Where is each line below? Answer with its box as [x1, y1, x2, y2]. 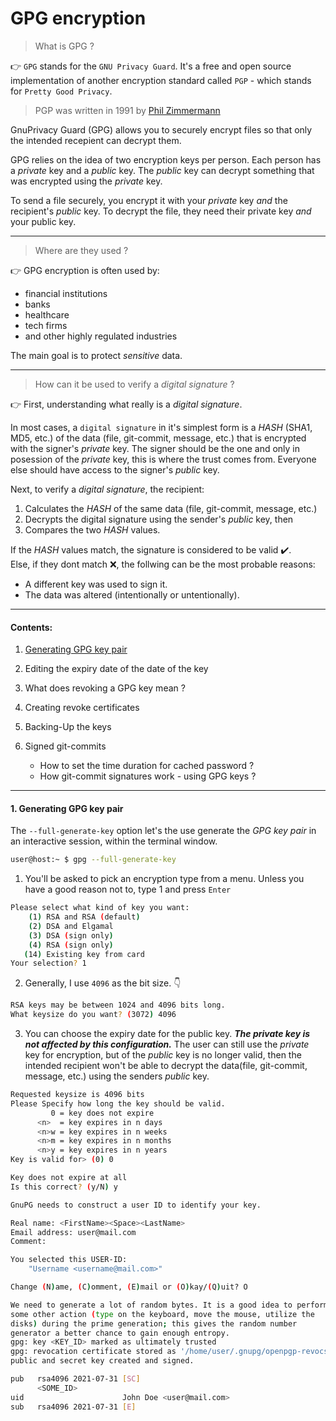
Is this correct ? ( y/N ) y [10, 1182, 118, 1192]
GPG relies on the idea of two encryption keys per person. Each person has [10, 153, 322, 166]
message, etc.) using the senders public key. [24, 1070, 210, 1082]
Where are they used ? [34, 244, 129, 256]
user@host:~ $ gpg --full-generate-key [10, 855, 177, 865]
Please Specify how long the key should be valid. [10, 1098, 226, 1109]
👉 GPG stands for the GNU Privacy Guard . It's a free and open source [10, 60, 292, 72]
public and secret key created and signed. [10, 1356, 195, 1366]
